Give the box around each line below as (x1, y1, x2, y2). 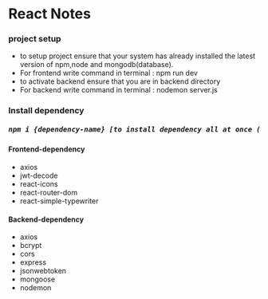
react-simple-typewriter (19, 196, 99, 206)
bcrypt (19, 241, 42, 250)
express (19, 258, 46, 267)
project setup (8, 33, 61, 45)
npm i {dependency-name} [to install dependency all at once (8, 125, 253, 134)
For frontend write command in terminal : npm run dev (19, 69, 198, 78)
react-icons (19, 179, 58, 188)
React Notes (8, 5, 92, 23)
